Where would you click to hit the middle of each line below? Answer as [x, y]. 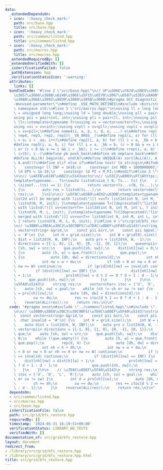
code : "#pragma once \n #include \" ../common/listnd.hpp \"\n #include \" [82, 307]
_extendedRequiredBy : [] [34, 59]
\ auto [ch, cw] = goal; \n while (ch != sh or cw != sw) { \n [83, 289]
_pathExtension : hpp [30, 73]
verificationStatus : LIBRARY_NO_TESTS [49, 429]
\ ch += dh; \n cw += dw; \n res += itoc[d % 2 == [87, 383]
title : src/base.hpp [34, 28]
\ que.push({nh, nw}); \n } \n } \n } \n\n [82, 280]
